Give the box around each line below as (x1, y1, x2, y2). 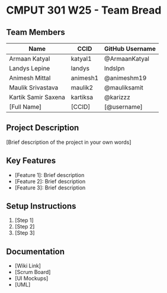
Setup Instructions (6, 201, 76, 211)
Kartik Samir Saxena (9, 93, 66, 101)
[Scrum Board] (14, 269, 51, 276)
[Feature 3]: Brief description (14, 184, 86, 191)
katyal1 (70, 54, 92, 63)
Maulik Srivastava (9, 83, 59, 92)
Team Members (6, 27, 65, 37)
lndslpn (104, 65, 125, 72)
